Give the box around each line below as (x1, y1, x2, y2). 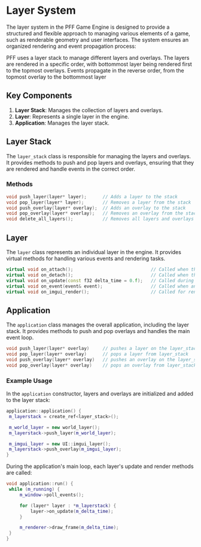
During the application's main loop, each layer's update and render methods (6, 463, 194, 470)
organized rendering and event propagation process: (6, 43, 136, 50)
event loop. (6, 334, 34, 342)
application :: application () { (6, 408, 82, 414)
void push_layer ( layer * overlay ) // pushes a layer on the (6, 346, 167, 352)
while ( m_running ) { (8, 486, 60, 492)
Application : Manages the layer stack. (14, 119, 109, 126)
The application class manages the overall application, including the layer (6, 321, 190, 328)
